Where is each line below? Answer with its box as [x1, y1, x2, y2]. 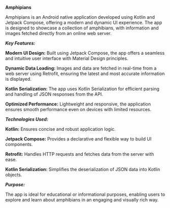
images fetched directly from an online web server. [5, 30, 112, 36]
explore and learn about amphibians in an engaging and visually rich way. [5, 197, 159, 202]
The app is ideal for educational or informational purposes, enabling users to [5, 191, 165, 197]
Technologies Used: [5, 116, 49, 122]
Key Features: [5, 40, 36, 46]
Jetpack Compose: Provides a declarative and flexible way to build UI [5, 136, 152, 142]
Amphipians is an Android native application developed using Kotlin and [5, 14, 155, 20]
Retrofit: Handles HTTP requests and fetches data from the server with [5, 151, 154, 157]
